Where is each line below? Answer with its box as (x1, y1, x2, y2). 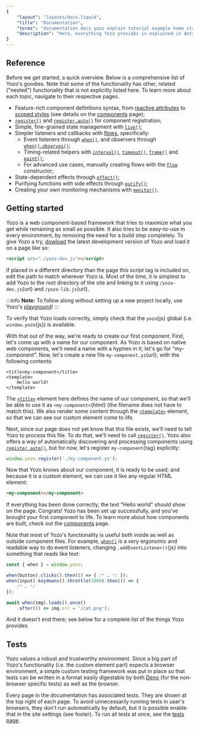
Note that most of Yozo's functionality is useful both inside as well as (6, 532, 175, 539)
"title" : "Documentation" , (17, 20, 84, 25)
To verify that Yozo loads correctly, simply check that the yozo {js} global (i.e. (6, 315, 193, 322)
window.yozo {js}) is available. (6, 321, 76, 328)
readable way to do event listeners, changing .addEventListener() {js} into (6, 544, 187, 551)
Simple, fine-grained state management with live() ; (14, 123, 143, 130)
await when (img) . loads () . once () (6, 600, 86, 606)
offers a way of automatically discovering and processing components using (6, 438, 193, 445)
